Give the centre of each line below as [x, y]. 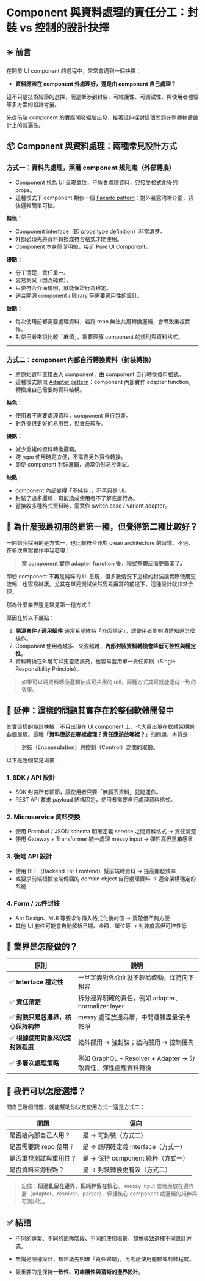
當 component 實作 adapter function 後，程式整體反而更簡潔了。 [103, 563]
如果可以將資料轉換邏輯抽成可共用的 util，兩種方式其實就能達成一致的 [109, 682]
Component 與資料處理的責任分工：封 [102, 13]
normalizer [93, 1006]
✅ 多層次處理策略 [34, 1063]
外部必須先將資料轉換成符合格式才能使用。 [69, 238]
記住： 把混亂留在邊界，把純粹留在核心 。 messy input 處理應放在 [102, 1186]
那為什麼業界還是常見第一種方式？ [49, 604]
